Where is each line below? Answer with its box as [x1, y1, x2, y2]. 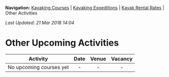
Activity [28, 55, 48, 62]
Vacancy [110, 55, 133, 62]
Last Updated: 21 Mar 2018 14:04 [5, 20, 75, 25]
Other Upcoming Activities [5, 37, 119, 48]
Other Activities [5, 10, 38, 16]
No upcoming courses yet [8, 63, 69, 70]
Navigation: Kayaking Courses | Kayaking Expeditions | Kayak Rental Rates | [5, 5, 164, 10]
